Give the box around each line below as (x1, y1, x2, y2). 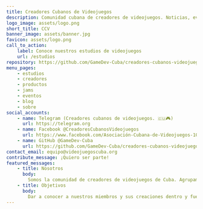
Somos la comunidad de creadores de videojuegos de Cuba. (28, 177, 177, 183)
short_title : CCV (6, 25, 50, 32)
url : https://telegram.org (22, 121, 91, 127)
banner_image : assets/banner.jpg (6, 31, 91, 37)
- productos (17, 82, 47, 88)
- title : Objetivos (17, 182, 66, 189)
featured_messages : (6, 160, 56, 166)
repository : (6, 59, 36, 65)
